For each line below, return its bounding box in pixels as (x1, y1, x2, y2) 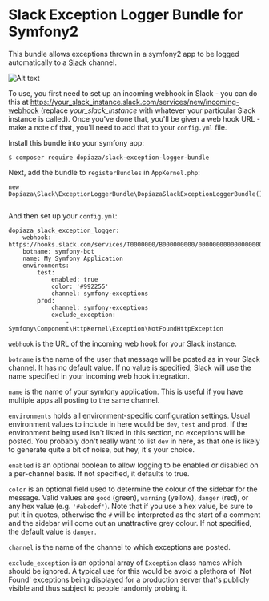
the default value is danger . (8, 527, 98, 536)
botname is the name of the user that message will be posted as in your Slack (8, 354, 260, 363)
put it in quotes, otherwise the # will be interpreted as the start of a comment (8, 510, 261, 519)
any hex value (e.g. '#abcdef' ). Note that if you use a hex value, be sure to (8, 501, 254, 511)
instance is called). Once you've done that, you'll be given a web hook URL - (8, 114, 260, 123)
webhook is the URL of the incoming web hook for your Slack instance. (8, 339, 238, 348)
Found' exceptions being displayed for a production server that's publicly (8, 575, 250, 584)
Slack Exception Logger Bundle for (8, 6, 243, 24)
